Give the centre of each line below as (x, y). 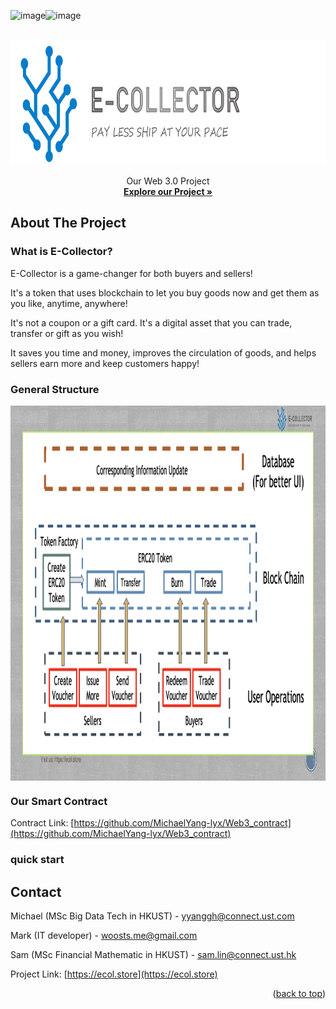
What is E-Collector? (61, 252)
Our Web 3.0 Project (168, 181)
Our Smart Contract (59, 801)
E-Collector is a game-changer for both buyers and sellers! (131, 273)
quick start (37, 860)
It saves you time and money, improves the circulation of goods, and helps (163, 352)
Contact (36, 891)
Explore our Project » (168, 191)
